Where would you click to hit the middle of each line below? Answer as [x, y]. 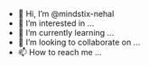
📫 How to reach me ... [60, 52]
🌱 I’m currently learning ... [66, 33]
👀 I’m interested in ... [56, 23]
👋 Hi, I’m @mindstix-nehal [66, 14]
